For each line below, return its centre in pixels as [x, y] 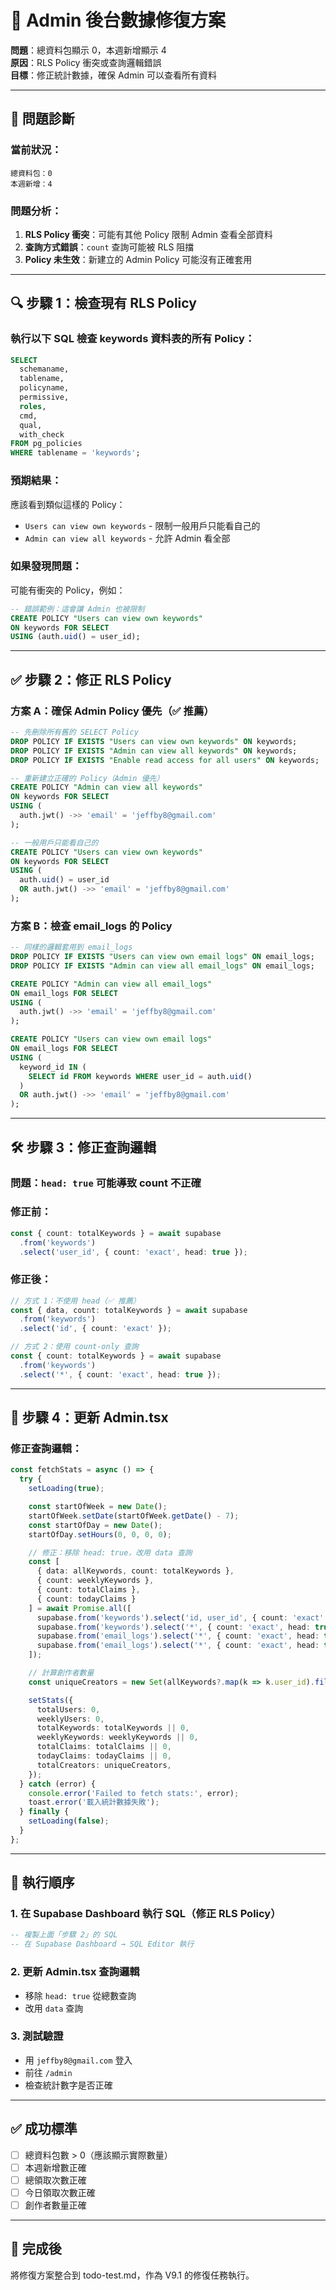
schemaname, [44, 369]
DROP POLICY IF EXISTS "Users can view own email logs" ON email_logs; [162, 957]
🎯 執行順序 [42, 1882]
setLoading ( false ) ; [69, 1821]
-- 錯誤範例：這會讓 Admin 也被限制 [77, 609]
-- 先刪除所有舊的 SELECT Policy [74, 732]
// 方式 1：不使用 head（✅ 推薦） [75, 1301]
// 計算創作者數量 [61, 1673]
